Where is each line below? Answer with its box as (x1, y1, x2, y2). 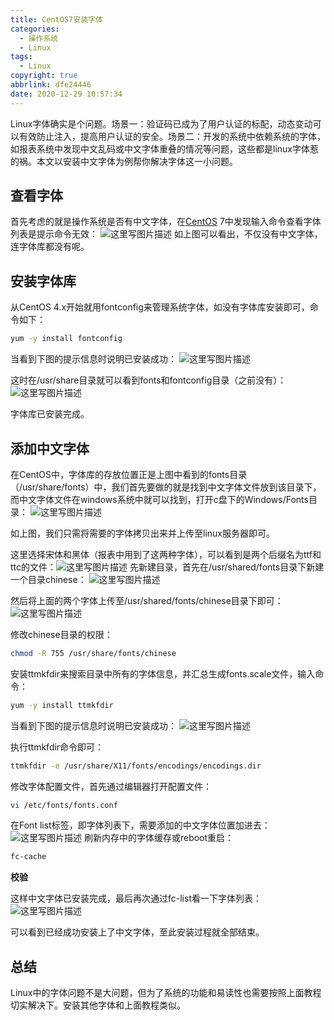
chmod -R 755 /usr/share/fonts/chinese (10, 648, 177, 658)
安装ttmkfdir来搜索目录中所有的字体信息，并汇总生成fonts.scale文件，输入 (10, 667, 316, 680)
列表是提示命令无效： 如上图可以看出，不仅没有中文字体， (10, 228, 323, 240)
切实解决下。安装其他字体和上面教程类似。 (10, 999, 186, 1011)
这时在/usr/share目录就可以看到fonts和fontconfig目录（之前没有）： (10, 374, 287, 386)
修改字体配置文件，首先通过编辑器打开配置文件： (10, 780, 212, 792)
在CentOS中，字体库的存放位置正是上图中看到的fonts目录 (10, 468, 248, 480)
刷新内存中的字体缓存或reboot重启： (83, 832, 235, 844)
